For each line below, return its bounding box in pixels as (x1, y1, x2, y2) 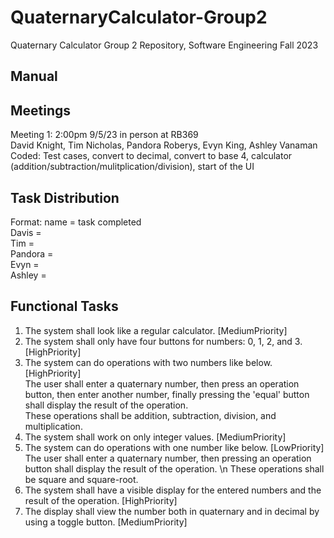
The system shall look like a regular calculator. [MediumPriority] (24, 324, 288, 336)
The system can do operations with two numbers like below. (24, 356, 273, 368)
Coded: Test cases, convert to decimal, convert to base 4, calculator (10, 150, 293, 162)
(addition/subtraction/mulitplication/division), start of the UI (10, 161, 255, 173)
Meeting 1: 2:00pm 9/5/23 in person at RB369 (10, 129, 199, 141)
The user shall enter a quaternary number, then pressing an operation (24, 452, 312, 464)
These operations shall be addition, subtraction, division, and (24, 409, 277, 421)
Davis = (10, 226, 42, 238)
